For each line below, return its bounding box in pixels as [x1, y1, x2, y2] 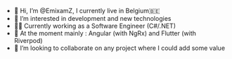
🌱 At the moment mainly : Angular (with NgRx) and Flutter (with [13, 29, 197, 37]
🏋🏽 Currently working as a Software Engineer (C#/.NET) [13, 22, 176, 30]
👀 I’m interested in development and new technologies [13, 15, 172, 22]
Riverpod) [13, 37, 44, 44]
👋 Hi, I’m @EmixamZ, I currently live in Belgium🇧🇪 [13, 7, 160, 15]
